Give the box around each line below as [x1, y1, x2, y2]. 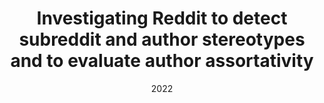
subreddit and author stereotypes [18, 28, 306, 51]
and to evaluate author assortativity [10, 50, 314, 72]
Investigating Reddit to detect [36, 7, 288, 30]
